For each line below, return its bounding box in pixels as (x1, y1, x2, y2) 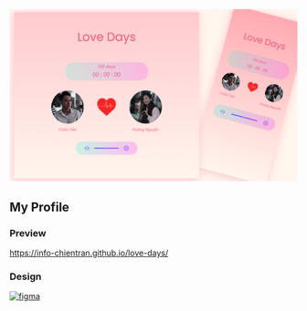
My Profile (9, 199, 70, 214)
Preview (9, 226, 47, 239)
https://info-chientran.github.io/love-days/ (9, 247, 169, 258)
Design (9, 270, 42, 283)
